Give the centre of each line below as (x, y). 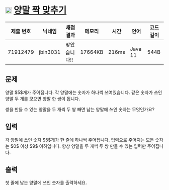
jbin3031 (50, 52)
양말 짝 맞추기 (40, 10)
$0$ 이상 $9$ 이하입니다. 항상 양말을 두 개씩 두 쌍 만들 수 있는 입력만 (78, 146)
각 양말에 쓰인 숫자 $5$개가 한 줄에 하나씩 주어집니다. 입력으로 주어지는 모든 (80, 140)
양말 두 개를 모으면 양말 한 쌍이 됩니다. (43, 99)
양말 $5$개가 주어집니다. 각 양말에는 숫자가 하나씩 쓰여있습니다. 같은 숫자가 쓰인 (84, 92)
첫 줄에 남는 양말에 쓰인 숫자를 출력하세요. (46, 183)
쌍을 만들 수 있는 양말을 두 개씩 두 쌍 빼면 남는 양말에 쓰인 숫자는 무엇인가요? (80, 109)
